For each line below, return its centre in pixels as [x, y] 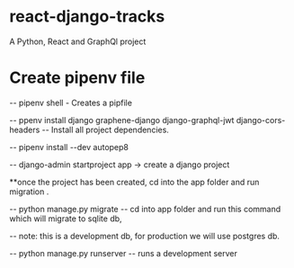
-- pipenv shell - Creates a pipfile [71, 103]
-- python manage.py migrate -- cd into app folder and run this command [145, 209]
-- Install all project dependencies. [105, 130]
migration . [29, 192]
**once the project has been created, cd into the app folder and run [134, 182]
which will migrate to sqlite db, [66, 219]
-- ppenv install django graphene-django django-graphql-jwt [122, 120]
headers [25, 130]
